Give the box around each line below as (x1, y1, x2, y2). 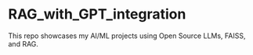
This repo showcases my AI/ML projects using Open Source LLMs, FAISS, (8, 31, 246, 40)
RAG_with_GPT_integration (8, 5, 186, 23)
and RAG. (8, 39, 39, 48)
